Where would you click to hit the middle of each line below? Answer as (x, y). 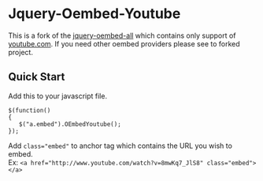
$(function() (30, 110)
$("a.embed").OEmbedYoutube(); (70, 124)
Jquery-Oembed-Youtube (94, 14)
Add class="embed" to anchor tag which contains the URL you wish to (120, 146)
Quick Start (37, 77)
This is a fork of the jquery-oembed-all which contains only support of (122, 35)
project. (21, 52)
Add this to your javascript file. (58, 96)
